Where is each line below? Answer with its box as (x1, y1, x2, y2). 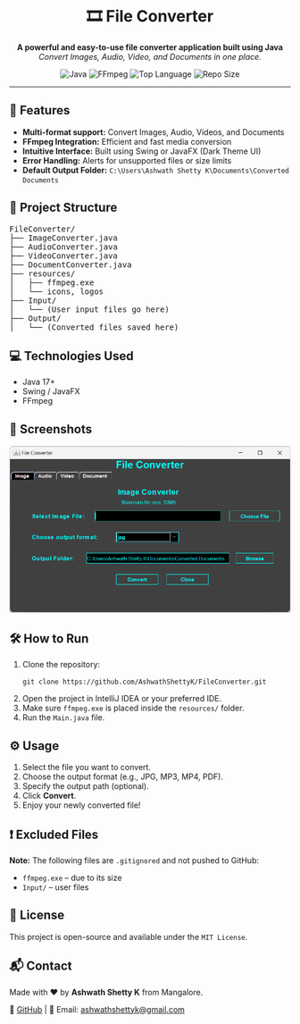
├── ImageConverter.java (9, 232, 118, 243)
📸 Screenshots (9, 421, 93, 437)
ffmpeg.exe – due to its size (21, 872, 122, 884)
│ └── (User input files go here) (9, 304, 170, 315)
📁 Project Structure (9, 200, 118, 215)
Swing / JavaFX (21, 386, 80, 397)
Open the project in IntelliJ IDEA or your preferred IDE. (21, 693, 221, 704)
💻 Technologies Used (9, 348, 134, 364)
